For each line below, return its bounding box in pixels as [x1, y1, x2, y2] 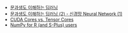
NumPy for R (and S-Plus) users [10, 22, 77, 28]
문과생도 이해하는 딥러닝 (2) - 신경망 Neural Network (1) [10, 11, 123, 17]
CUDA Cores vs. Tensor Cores [10, 17, 74, 22]
